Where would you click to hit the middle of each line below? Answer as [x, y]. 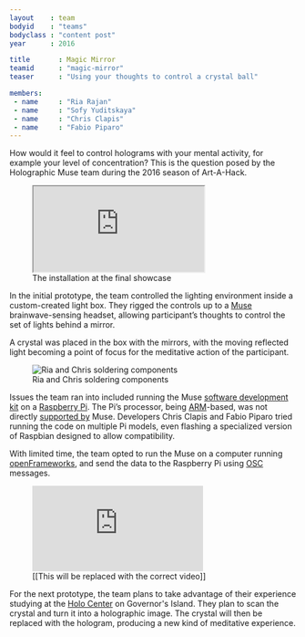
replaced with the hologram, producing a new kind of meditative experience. [152, 623]
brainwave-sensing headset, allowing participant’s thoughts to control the [147, 315]
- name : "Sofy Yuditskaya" [75, 110]
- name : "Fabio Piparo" [69, 127]
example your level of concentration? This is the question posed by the [142, 163]
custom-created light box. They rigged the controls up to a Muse [131, 306]
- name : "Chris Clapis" [69, 119]
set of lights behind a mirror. [62, 325]
